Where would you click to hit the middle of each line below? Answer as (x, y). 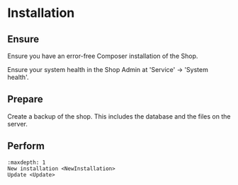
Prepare (25, 99)
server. (18, 124)
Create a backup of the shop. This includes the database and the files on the (119, 116)
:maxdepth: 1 (27, 162)
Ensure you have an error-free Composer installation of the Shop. (103, 56)
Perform (26, 146)
